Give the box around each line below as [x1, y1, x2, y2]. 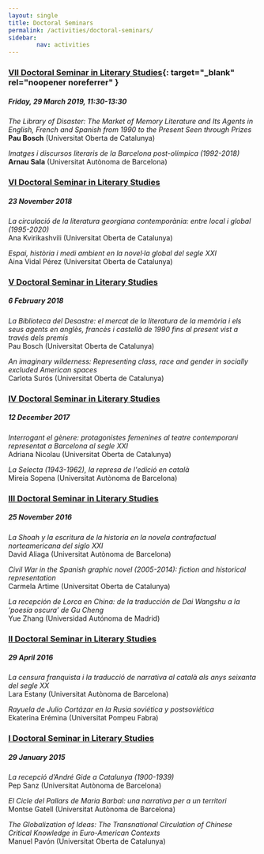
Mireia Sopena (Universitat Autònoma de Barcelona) [8, 473, 178, 482]
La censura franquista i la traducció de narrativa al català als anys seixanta [8, 673, 257, 682]
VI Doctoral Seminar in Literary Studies [8, 176, 160, 187]
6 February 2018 [8, 296, 64, 305]
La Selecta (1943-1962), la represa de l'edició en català [8, 464, 190, 474]
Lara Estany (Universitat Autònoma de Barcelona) [8, 690, 169, 699]
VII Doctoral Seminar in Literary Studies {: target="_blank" [8, 67, 236, 78]
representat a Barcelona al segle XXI [8, 440, 129, 451]
